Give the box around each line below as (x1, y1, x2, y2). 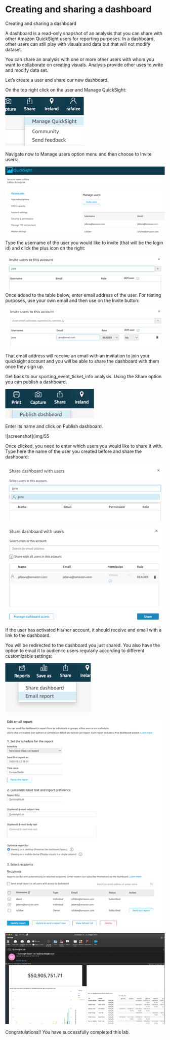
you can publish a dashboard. (5, 379, 67, 385)
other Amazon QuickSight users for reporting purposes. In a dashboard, (5, 36, 155, 42)
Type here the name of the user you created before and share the (5, 448, 142, 454)
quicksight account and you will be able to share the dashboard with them (5, 358, 159, 364)
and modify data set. (5, 67, 49, 73)
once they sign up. (5, 363, 44, 370)
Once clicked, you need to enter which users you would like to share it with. (5, 443, 163, 449)
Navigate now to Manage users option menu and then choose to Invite (5, 151, 152, 157)
